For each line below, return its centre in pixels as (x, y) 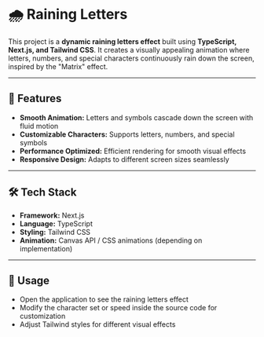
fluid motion (39, 126)
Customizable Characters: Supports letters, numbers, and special (127, 134)
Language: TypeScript (56, 223)
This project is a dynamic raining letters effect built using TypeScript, (123, 41)
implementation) (46, 248)
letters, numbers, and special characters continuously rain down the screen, (131, 58)
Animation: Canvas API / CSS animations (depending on (111, 240)
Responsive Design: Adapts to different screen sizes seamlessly (124, 159)
